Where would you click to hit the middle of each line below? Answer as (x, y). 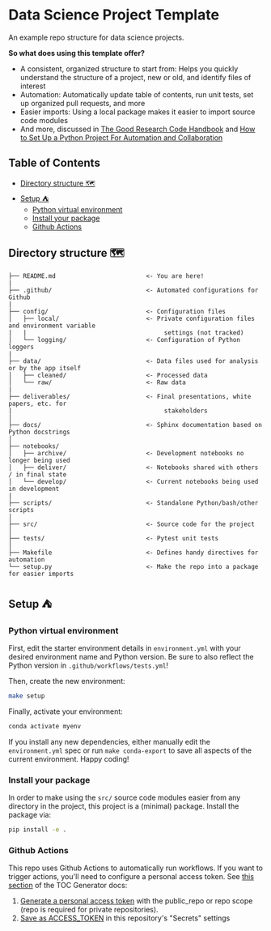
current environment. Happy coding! (69, 759)
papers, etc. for (38, 404)
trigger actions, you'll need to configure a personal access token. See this (131, 877)
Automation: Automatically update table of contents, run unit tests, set (137, 94)
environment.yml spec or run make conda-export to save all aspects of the (130, 750)
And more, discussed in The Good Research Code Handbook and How (138, 129)
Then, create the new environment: (67, 681)
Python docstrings (39, 432)
